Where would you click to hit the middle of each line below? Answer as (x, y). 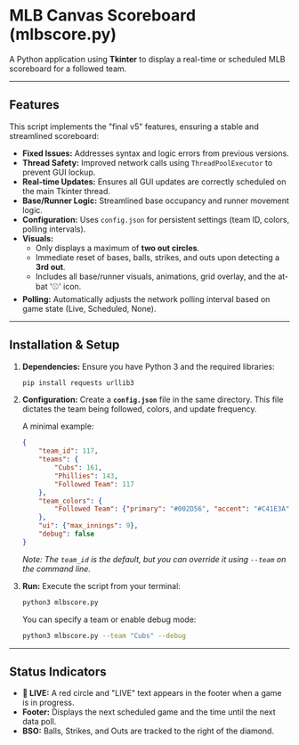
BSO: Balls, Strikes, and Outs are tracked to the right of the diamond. (148, 731)
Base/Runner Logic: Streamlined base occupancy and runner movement (155, 201)
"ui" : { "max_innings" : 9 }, (89, 526)
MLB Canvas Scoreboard (103, 16)
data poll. (39, 722)
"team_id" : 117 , (69, 451)
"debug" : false (67, 534)
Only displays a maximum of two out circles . (117, 248)
